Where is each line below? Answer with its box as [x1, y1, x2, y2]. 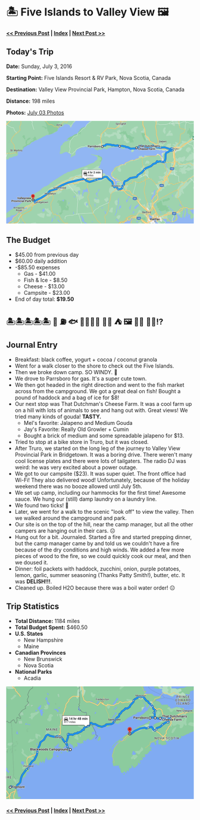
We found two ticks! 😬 [14, 501, 69, 508]
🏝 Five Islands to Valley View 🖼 [6, 5, 169, 19]
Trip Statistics [6, 602, 60, 612]
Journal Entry [6, 340, 58, 350]
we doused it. [14, 559, 49, 566]
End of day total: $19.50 [14, 295, 74, 303]
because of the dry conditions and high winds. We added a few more [14, 546, 185, 553]
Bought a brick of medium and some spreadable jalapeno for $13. [23, 431, 185, 439]
